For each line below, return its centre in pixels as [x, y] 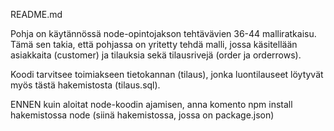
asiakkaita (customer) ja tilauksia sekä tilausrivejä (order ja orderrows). [156, 55]
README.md [36, 14]
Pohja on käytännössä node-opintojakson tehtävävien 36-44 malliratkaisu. [163, 33]
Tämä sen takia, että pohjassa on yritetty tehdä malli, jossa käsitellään [154, 44]
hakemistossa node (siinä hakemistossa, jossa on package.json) [142, 115]
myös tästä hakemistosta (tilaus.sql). [85, 85]
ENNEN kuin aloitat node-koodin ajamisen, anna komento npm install [151, 104]
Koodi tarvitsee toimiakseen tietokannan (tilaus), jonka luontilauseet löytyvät [167, 74]
